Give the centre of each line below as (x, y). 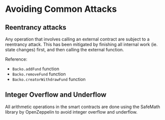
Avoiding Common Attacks (61, 9)
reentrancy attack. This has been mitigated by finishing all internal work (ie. (81, 44)
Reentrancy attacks (36, 27)
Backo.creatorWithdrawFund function (49, 79)
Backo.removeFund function (39, 74)
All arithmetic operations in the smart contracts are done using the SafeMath (82, 107)
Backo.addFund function (36, 69)
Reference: (16, 59)
